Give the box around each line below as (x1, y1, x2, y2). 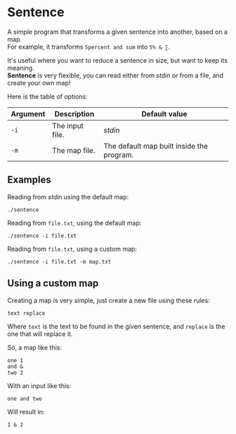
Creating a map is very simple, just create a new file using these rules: (7, 296, 211, 304)
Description (54, 108, 95, 118)
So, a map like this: (7, 343, 62, 352)
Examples (7, 174, 51, 186)
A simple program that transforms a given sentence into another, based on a (7, 27, 228, 36)
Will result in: (7, 407, 45, 416)
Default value (141, 108, 188, 118)
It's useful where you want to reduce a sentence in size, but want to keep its (7, 56, 228, 64)
